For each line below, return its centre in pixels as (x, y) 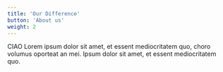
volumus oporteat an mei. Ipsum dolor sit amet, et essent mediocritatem (112, 54)
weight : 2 (22, 27)
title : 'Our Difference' (44, 14)
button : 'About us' (36, 20)
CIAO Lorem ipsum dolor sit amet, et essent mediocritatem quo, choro (109, 47)
